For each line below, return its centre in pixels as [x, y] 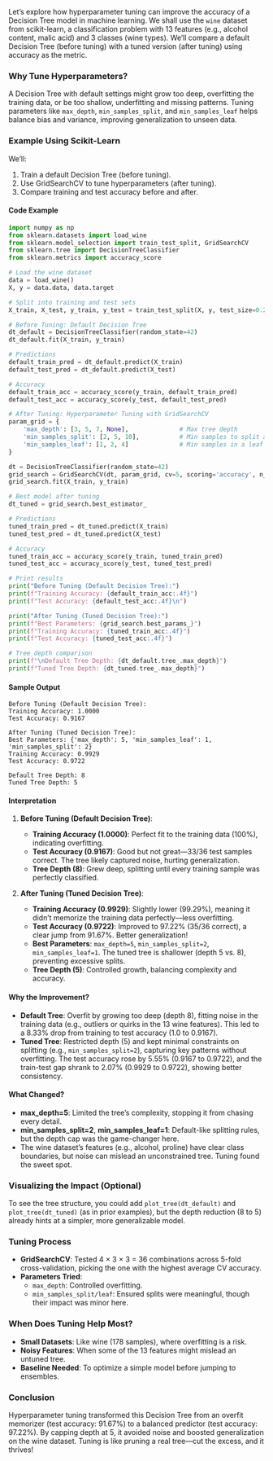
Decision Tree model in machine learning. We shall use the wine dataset [128, 20]
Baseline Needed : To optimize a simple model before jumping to [128, 1367]
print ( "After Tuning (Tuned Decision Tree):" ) [89, 616]
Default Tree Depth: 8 [47, 776]
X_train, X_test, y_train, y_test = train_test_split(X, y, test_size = [132, 310]
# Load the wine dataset [50, 273]
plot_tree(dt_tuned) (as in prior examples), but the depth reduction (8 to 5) [135, 1212]
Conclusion [32, 1397]
